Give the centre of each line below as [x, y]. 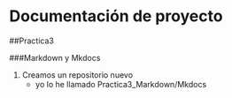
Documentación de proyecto [116, 16]
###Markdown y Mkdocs [55, 57]
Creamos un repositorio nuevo [77, 75]
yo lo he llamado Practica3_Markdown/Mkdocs [121, 84]
